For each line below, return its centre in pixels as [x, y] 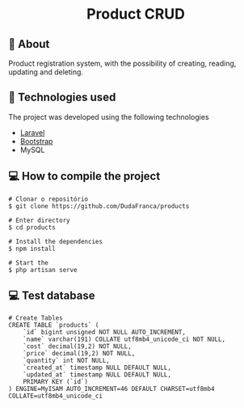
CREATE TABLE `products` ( [54, 325]
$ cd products [32, 227]
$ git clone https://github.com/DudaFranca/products [99, 206]
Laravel [32, 132]
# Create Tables [36, 318]
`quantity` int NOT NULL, [67, 361]
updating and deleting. [46, 72]
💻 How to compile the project [84, 176]
